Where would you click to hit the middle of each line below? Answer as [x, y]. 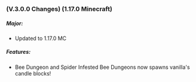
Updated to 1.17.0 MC [41, 38]
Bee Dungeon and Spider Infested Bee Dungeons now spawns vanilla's [102, 67]
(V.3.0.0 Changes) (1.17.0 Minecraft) [59, 9]
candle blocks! [33, 73]
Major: [15, 23]
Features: [19, 52]
